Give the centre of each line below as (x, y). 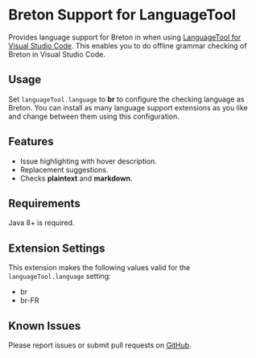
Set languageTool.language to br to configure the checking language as (126, 99)
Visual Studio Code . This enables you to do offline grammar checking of (128, 45)
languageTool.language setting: (60, 277)
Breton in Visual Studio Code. (57, 54)
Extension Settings (57, 248)
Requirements (44, 203)
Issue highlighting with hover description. (88, 161)
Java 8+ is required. (41, 223)
